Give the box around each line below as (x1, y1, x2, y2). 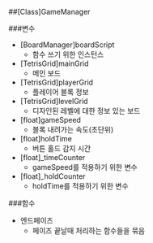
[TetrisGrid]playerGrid (19, 77, 94, 87)
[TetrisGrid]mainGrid (19, 59, 89, 68)
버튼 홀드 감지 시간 (32, 144, 91, 153)
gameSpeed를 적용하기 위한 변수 (32, 163, 138, 171)
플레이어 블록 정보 (32, 87, 89, 97)
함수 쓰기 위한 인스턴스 (32, 50, 104, 59)
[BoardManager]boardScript (19, 40, 115, 50)
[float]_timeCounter (19, 153, 86, 162)
